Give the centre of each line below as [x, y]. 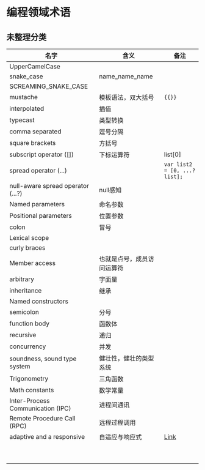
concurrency [28, 346]
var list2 [178, 164]
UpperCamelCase [35, 66]
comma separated [35, 131]
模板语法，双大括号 [126, 97]
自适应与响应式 [120, 437]
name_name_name [126, 76]
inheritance [26, 290]
